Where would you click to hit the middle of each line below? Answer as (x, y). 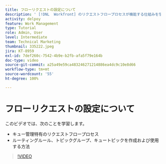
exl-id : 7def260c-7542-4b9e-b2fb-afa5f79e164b (54, 56)
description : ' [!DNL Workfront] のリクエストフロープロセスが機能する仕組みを (82, 14)
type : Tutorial (21, 28)
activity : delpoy (23, 19)
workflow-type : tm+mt (27, 70)
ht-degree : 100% (22, 79)
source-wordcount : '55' (30, 74)
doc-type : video (22, 60)
